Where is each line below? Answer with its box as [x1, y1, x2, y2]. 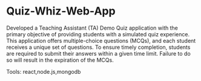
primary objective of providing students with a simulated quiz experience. [6, 30, 189, 37]
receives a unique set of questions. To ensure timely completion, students [6, 44, 191, 51]
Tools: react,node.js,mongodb [6, 68, 81, 75]
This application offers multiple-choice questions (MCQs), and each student [6, 37, 196, 44]
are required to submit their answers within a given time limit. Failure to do [6, 50, 191, 57]
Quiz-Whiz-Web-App [6, 4, 116, 18]
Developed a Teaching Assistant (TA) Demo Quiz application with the [6, 24, 179, 31]
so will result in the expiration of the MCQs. [6, 56, 114, 63]
